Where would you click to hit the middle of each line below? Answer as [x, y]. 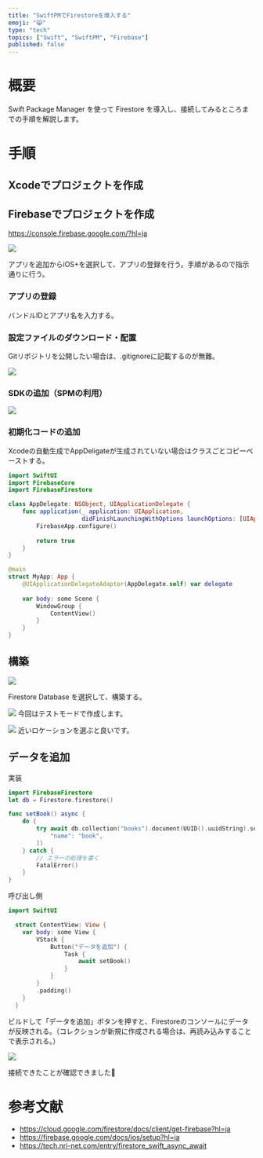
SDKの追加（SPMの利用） [58, 393]
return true [56, 541]
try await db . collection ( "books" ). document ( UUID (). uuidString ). [143, 829]
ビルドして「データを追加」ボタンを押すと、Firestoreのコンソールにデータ [128, 1021]
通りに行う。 [29, 274]
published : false [36, 45]
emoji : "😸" [27, 23]
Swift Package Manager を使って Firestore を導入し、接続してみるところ [125, 109]
